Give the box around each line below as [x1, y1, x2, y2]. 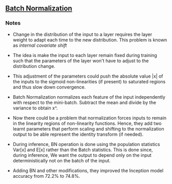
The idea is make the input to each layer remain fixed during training [12, 52, 158, 58]
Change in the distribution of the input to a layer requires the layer [12, 31, 152, 38]
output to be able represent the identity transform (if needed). [12, 131, 144, 137]
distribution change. [12, 63, 55, 69]
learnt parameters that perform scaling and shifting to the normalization [12, 125, 164, 132]
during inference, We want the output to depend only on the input [12, 152, 151, 158]
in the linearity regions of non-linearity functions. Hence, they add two [12, 120, 162, 126]
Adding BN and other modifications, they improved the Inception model [12, 167, 164, 174]
